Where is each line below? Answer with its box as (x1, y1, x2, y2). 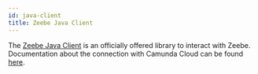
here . (8, 57, 25, 67)
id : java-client (8, 11, 61, 20)
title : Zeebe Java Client (8, 19, 93, 27)
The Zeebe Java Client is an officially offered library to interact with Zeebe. (8, 40, 251, 50)
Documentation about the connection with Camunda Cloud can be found (8, 49, 244, 58)
